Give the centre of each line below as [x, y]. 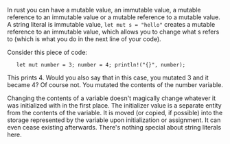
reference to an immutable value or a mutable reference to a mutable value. [114, 17]
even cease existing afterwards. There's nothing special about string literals [114, 127]
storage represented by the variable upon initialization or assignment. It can [114, 120]
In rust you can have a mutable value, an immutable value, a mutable [104, 10]
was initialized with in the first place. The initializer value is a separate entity [114, 105]
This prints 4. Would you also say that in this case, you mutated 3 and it [108, 77]
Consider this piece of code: [47, 52]
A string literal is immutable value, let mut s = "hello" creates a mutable [111, 24]
